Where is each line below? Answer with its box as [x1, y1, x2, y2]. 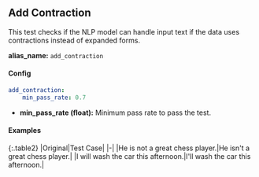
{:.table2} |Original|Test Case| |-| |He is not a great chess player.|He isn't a [8, 143, 250, 153]
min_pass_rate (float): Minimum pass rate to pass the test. [19, 108, 211, 117]
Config [8, 68, 31, 78]
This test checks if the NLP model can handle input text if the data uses [8, 27, 240, 36]
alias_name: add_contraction [8, 50, 104, 60]
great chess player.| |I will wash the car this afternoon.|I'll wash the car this [8, 151, 251, 160]
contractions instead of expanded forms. [8, 35, 140, 45]
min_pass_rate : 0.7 [22, 94, 87, 101]
